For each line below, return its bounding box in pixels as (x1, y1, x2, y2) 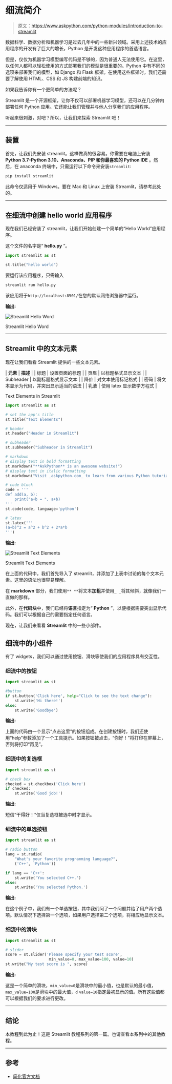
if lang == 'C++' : (5, 870, 45, 875)
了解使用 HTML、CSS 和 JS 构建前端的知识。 (9, 75, 105, 81)
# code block (5, 482, 33, 487)
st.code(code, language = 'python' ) (5, 506, 79, 512)
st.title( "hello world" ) (5, 262, 58, 268)
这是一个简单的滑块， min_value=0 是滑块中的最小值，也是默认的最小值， (5, 983, 156, 988)
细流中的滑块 (5, 926, 37, 933)
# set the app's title (5, 412, 54, 417)
